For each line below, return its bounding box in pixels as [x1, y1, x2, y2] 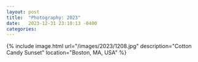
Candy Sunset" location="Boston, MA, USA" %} [6, 49, 127, 57]
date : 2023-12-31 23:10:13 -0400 [6, 20, 97, 26]
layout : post [6, 9, 40, 15]
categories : [6, 26, 37, 32]
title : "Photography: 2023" [6, 15, 81, 21]
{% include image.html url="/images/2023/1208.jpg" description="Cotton [6, 43, 192, 50]
